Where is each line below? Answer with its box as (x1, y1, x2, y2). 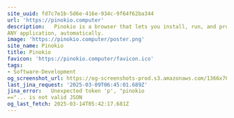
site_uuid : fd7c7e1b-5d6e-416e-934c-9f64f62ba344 (7, 10, 155, 17)
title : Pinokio (7, 49, 52, 56)
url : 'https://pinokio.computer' (7, 17, 104, 24)
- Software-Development (7, 68, 77, 75)
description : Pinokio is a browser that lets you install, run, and (7, 23, 217, 30)
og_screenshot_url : (7, 74, 64, 82)
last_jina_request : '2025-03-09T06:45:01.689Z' (7, 81, 148, 88)
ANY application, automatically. (7, 29, 104, 37)
